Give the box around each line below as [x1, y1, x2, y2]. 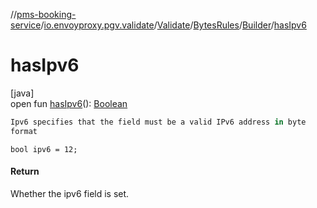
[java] [10, 87, 35, 99]
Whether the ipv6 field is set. [10, 187, 130, 199]
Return [10, 165, 40, 178]
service [10, 19, 42, 31]
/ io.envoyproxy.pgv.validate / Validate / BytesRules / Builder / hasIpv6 [40, 19, 307, 31]
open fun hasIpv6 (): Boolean [10, 97, 128, 109]
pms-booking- [16, 9, 77, 20]
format [10, 126, 38, 136]
